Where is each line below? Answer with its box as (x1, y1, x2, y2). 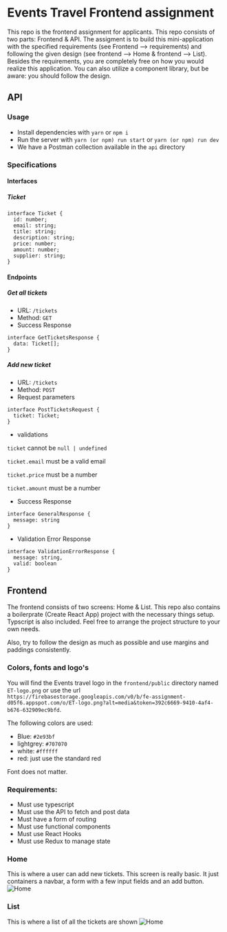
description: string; (13, 235, 76, 241)
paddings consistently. (7, 646, 72, 654)
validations (17, 430, 48, 439)
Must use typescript (17, 800, 74, 809)
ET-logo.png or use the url (7, 686, 81, 694)
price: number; (13, 240, 57, 248)
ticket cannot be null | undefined (7, 444, 107, 452)
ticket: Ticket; (13, 412, 60, 419)
